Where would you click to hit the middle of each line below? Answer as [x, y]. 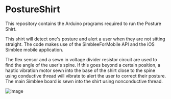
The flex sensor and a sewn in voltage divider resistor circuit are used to [81, 59]
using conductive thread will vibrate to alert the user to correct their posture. [86, 76]
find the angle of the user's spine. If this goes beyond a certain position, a [83, 65]
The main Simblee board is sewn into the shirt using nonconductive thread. [84, 81]
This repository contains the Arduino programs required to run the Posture [83, 23]
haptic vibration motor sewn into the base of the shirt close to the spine [80, 70]
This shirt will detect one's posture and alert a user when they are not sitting [85, 39]
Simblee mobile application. [34, 49]
